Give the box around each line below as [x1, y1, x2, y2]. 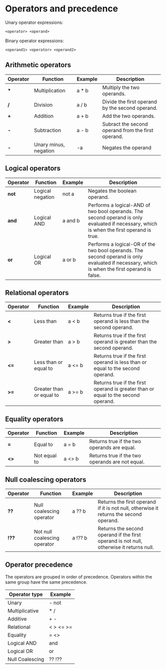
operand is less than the [93, 318, 150, 325]
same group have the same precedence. [5, 579, 87, 585]
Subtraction [34, 127, 61, 134]
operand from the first [102, 127, 154, 134]
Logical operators [5, 164, 61, 173]
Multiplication [34, 87, 66, 94]
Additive [7, 615, 27, 622]
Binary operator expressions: [5, 38, 64, 44]
